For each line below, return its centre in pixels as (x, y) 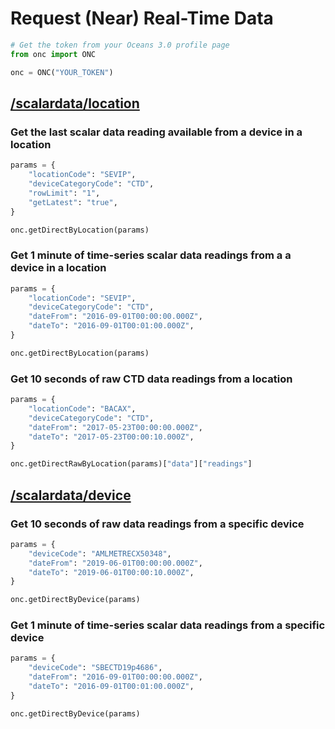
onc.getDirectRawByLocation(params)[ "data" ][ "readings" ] (131, 464)
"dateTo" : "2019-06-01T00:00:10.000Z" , (111, 572)
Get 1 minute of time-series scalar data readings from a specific (168, 625)
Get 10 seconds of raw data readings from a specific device (157, 524)
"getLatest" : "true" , (73, 202)
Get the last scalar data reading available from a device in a (156, 132)
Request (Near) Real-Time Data (142, 18)
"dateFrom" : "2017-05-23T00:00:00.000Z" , (115, 427)
